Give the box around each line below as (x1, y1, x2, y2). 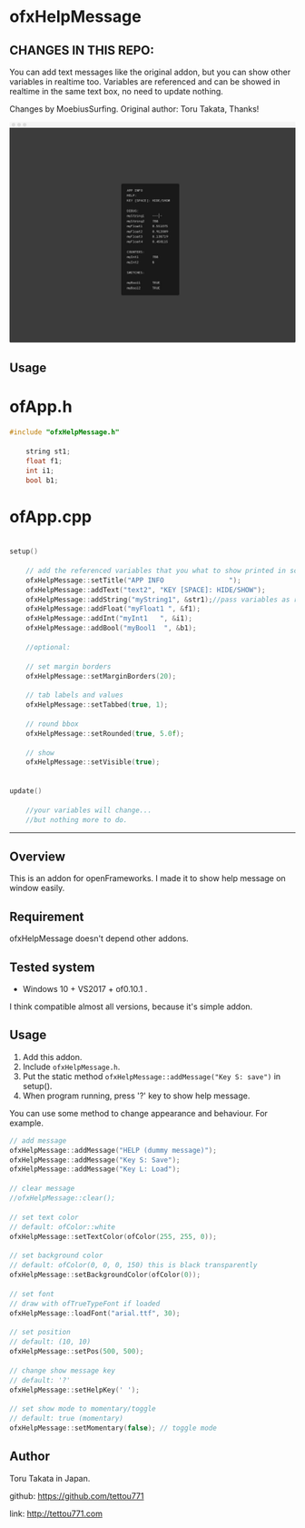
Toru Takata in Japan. (9, 1473, 91, 1483)
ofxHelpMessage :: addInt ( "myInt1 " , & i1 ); (25, 614, 193, 623)
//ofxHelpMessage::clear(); (9, 1194, 116, 1203)
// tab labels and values (25, 690, 124, 700)
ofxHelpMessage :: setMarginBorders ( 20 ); (25, 671, 177, 680)
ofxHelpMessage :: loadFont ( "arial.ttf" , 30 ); (9, 1308, 181, 1318)
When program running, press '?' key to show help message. (22, 1090, 251, 1101)
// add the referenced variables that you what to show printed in (25, 566, 286, 575)
